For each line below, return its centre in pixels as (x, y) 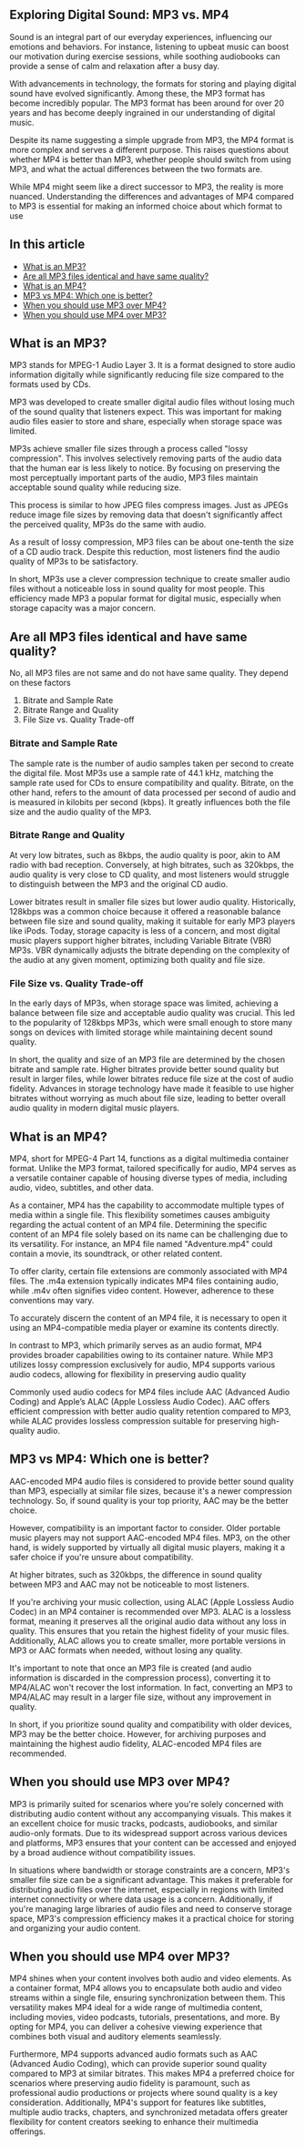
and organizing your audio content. (75, 1928)
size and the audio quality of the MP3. (81, 812)
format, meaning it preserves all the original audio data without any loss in (148, 1621)
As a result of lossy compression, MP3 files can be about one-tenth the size (152, 542)
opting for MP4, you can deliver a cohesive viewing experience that (136, 2027)
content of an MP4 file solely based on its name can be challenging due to (149, 1234)
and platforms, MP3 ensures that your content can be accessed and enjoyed (153, 1843)
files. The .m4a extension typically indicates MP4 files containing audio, (144, 1281)
